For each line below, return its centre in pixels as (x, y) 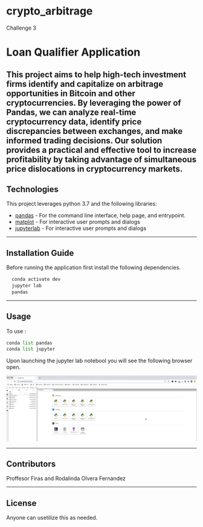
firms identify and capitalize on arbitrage (85, 84)
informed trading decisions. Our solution (84, 140)
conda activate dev (36, 279)
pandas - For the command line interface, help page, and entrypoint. (100, 216)
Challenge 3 (21, 28)
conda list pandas (29, 343)
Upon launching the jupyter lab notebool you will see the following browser (99, 361)
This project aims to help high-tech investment (96, 75)
